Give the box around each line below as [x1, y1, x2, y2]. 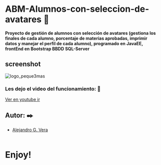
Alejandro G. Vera [12, 127, 48, 133]
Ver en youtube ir [5, 97, 40, 103]
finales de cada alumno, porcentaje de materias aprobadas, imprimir [5, 35, 148, 41]
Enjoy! [5, 149, 32, 161]
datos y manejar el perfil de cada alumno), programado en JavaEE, [5, 40, 143, 46]
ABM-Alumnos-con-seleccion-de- [5, 3, 149, 15]
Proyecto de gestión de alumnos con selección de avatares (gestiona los [5, 30, 156, 36]
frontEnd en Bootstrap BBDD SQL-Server [5, 46, 90, 52]
